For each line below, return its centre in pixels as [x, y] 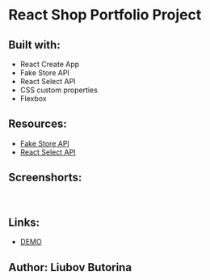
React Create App [50, 64]
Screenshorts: [45, 178]
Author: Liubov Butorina [70, 267]
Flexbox [33, 98]
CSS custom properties [59, 90]
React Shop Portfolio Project [105, 15]
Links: [24, 223]
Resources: [38, 124]
